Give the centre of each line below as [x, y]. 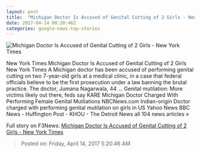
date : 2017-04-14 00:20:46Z [41, 23]
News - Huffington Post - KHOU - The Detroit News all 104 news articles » [98, 114]
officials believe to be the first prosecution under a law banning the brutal [97, 82]
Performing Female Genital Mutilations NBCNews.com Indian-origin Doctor [98, 102]
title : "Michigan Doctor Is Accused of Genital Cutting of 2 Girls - [96, 17]
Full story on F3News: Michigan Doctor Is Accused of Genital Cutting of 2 [97, 126]
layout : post [22, 12]
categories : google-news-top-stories [53, 28]
